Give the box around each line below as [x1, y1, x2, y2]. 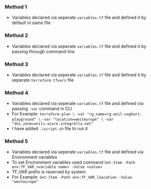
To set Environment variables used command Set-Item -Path [11, 160, 136, 165]
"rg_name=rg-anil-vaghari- [87, 112, 142, 117]
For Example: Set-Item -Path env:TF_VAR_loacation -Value [11, 174, 132, 180]
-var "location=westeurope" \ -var [41, 117, 114, 122]
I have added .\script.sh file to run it [11, 126, 88, 132]
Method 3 [4, 60, 28, 67]
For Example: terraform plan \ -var [11, 111, 85, 117]
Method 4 [4, 89, 29, 96]
